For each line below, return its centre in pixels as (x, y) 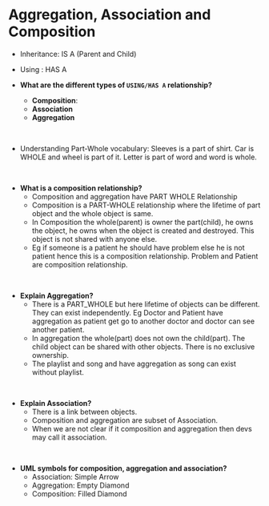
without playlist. (58, 372)
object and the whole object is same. (92, 213)
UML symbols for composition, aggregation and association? (123, 468)
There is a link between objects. (84, 412)
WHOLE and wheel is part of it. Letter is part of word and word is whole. (139, 157)
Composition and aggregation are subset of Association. (125, 420)
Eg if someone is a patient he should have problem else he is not (138, 247)
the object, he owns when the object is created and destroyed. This (143, 231)
